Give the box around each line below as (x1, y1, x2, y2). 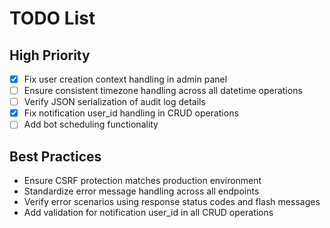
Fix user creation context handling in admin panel (23, 73, 228, 85)
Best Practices (9, 148, 102, 165)
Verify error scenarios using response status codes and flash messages (23, 196, 321, 208)
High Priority (9, 47, 91, 64)
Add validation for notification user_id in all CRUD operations (23, 207, 274, 219)
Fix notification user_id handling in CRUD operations (23, 107, 239, 119)
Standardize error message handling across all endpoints (23, 185, 260, 197)
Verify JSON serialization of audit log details (23, 96, 206, 108)
